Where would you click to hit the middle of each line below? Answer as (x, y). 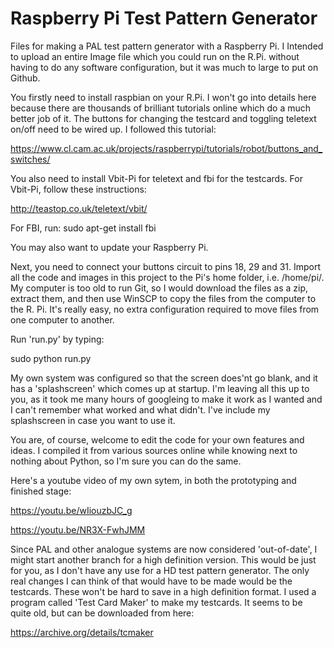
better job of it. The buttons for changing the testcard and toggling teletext (163, 118)
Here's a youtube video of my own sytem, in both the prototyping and (153, 480)
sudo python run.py (51, 358)
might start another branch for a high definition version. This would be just (163, 559)
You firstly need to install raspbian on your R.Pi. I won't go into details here (163, 97)
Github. (25, 78)
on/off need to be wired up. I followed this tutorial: (113, 129)
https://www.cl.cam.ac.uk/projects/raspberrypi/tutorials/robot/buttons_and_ (166, 148)
